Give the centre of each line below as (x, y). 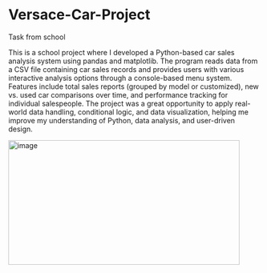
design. (21, 129)
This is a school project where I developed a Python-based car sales (121, 52)
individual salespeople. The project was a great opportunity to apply (121, 103)
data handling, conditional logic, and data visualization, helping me (138, 112)
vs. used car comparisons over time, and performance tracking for (118, 94)
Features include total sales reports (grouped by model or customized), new (133, 86)
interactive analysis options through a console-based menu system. (120, 78)
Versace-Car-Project (79, 15)
